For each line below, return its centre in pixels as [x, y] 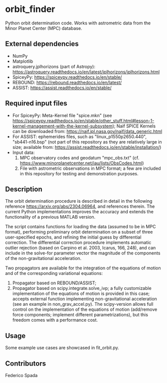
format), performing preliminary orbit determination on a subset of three [79, 232]
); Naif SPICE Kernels [134, 126]
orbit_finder [30, 9]
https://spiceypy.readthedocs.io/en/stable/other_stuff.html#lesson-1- [83, 121]
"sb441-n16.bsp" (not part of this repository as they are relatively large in [87, 142]
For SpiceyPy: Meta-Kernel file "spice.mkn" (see [62, 115]
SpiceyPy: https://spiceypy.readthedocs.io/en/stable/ [67, 77]
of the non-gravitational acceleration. [43, 258]
